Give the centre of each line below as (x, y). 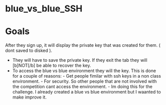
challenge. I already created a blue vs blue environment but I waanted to (86, 92)
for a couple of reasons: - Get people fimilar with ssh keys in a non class (86, 76)
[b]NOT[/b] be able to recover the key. (52, 66)
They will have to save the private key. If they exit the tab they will (80, 60)
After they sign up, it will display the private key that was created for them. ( (83, 45)
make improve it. (29, 97)
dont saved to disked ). (29, 51)
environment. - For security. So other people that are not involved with (84, 81)
